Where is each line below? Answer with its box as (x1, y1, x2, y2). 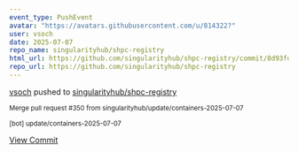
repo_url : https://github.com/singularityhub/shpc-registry (9, 63, 237, 72)
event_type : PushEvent (9, 12, 93, 22)
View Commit (9, 134, 59, 145)
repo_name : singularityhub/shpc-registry (9, 46, 165, 55)
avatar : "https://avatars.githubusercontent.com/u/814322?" (9, 21, 237, 30)
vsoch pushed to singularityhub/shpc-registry (9, 86, 177, 97)
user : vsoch (9, 29, 53, 38)
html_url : (9, 54, 46, 63)
